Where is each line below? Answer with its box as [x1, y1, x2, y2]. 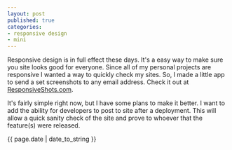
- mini [7, 36, 27, 43]
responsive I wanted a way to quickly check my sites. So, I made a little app [7, 71, 226, 79]
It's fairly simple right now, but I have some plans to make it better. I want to [7, 99, 226, 107]
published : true [7, 17, 55, 24]
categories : [7, 23, 42, 30]
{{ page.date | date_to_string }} [7, 135, 97, 144]
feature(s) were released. [7, 121, 81, 130]
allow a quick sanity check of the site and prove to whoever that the [7, 114, 203, 123]
